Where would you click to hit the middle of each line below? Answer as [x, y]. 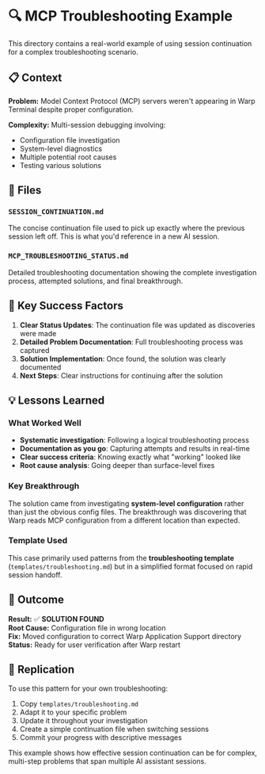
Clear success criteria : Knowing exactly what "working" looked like [130, 457]
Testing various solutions [60, 165]
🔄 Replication [42, 670]
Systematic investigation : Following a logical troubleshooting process [134, 440]
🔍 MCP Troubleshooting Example [121, 16]
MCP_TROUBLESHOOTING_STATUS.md [68, 256]
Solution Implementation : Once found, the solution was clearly [123, 358]
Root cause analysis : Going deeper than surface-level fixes [117, 466]
